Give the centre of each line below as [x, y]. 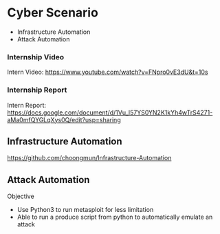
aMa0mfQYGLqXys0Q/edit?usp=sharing [64, 119]
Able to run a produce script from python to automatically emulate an [115, 217]
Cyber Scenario [53, 13]
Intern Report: [27, 105]
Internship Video [36, 57]
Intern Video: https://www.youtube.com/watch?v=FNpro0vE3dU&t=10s [108, 72]
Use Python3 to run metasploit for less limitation [85, 210]
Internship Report [37, 90]
